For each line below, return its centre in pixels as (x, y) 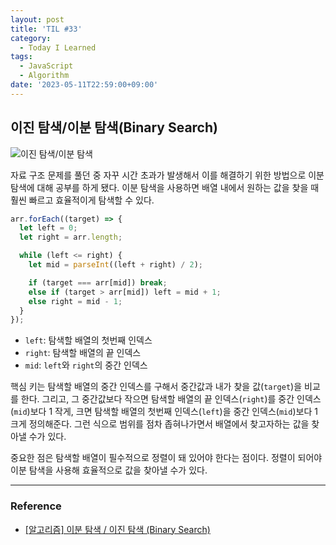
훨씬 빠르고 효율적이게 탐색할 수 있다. (82, 200)
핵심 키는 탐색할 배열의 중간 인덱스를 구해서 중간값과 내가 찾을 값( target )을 (156, 387)
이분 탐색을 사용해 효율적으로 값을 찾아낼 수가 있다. (109, 470)
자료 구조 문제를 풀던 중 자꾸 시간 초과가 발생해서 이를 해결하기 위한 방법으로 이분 (167, 175)
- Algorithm (44, 76)
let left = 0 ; (48, 228)
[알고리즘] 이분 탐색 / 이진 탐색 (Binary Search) (117, 529)
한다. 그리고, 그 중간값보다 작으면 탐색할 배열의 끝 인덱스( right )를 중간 (157, 399)
